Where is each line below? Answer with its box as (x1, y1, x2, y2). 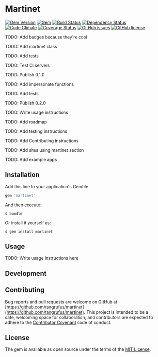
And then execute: (5, 202, 42, 208)
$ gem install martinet (5, 229, 53, 234)
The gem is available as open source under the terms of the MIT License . (5, 346, 151, 352)
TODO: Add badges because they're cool (5, 34, 87, 40)
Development (5, 269, 47, 278)
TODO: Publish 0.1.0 (5, 71, 45, 77)
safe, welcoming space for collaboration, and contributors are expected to (5, 314, 154, 320)
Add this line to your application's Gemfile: (5, 183, 90, 189)
